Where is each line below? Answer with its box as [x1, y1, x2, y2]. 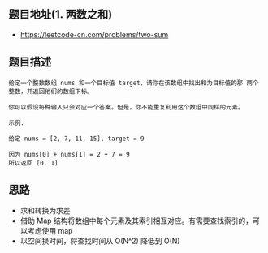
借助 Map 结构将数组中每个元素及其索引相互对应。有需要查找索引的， [19, 216, 253, 225]
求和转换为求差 [19, 206, 71, 216]
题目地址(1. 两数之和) [8, 7, 113, 22]
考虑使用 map [27, 226, 73, 236]
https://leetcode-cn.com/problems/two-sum [19, 29, 169, 39]
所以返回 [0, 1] [8, 159, 58, 167]
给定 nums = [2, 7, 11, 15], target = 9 [8, 135, 145, 143]
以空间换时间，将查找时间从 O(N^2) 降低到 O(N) [19, 236, 180, 246]
